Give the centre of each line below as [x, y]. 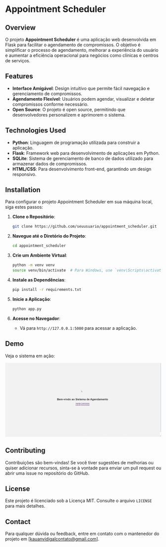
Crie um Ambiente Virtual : [40, 256]
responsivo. [24, 174]
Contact [18, 522]
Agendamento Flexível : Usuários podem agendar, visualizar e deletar [83, 99]
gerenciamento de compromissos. [47, 94]
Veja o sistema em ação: [30, 356]
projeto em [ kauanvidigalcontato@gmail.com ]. [52, 539]
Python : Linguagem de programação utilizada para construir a [76, 142]
